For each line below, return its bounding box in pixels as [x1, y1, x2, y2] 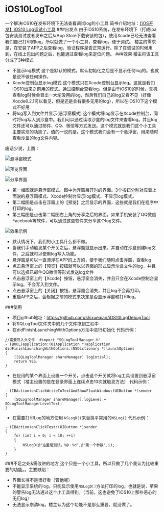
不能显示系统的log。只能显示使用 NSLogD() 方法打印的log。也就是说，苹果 [12, 483, 158, 489]
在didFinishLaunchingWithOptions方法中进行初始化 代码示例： [12, 327, 138, 333]
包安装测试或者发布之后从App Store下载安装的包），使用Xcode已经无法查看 [5, 32, 157, 38]
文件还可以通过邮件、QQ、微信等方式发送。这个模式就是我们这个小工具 [12, 123, 157, 128]
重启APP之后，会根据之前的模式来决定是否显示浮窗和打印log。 [12, 293, 139, 300]
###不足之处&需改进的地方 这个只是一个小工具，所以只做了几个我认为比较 [5, 460, 155, 466]
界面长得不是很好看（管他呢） [12, 477, 72, 483]
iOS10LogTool [5, 3, 63, 15]
